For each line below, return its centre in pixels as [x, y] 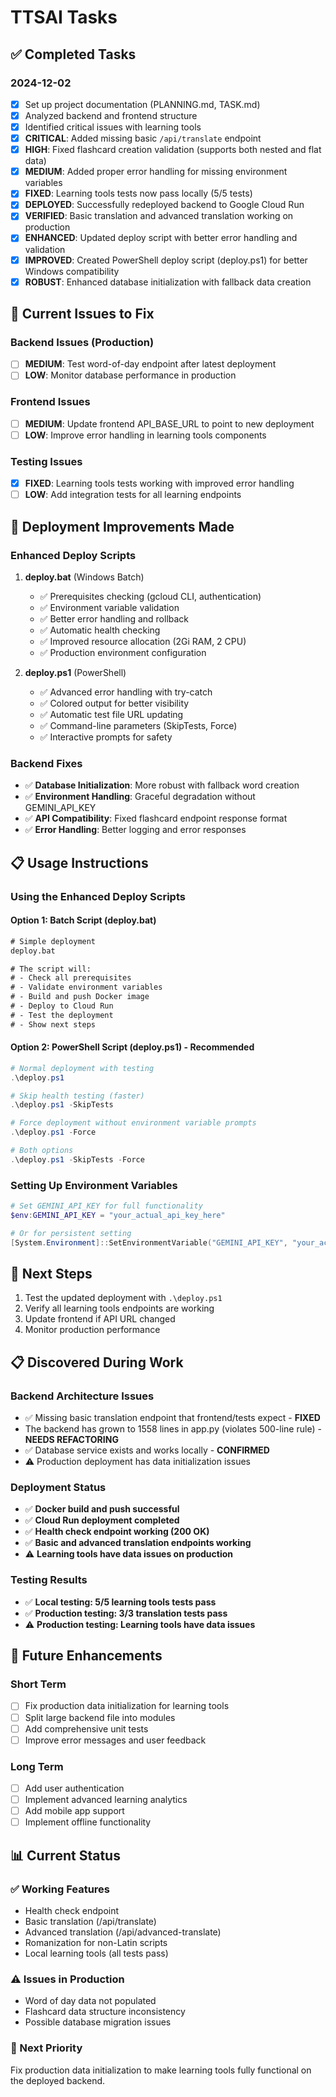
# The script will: [51, 969]
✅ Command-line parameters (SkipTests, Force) [138, 725]
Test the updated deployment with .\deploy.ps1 [123, 1298]
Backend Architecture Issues [82, 1396]
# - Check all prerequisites [71, 978]
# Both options [42, 1151]
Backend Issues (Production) [82, 342]
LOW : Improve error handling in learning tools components [145, 435]
